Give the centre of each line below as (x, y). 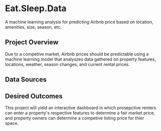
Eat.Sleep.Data (36, 8)
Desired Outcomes (34, 96)
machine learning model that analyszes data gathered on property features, (80, 59)
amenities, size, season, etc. (33, 27)
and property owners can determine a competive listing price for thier (75, 118)
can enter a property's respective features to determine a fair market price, (80, 113)
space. (12, 123)
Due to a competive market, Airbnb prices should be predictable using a (77, 54)
